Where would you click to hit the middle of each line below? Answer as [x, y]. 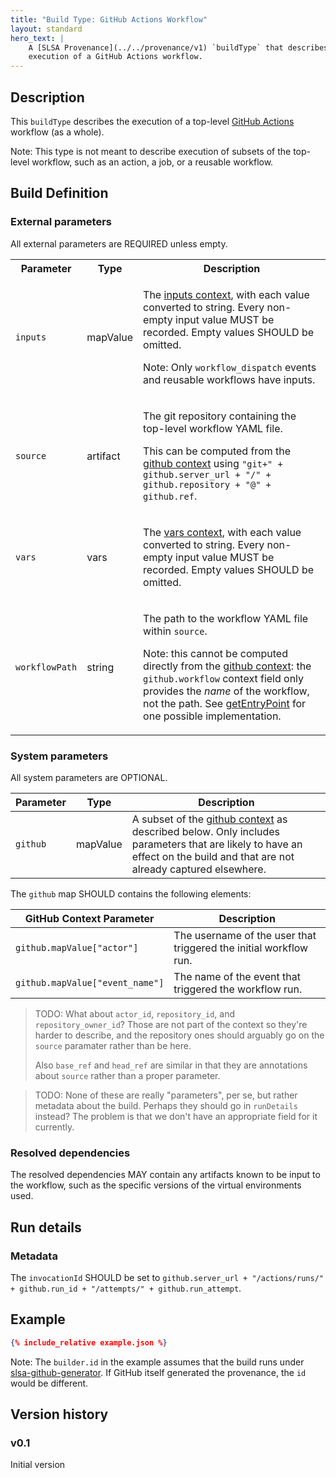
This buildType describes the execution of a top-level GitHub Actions [152, 121]
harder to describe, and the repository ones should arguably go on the [179, 1035]
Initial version [38, 1465]
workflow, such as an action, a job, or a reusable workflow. [152, 162]
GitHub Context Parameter [89, 918]
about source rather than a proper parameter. [127, 1075]
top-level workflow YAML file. [213, 428]
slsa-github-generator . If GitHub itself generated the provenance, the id [158, 1372]
